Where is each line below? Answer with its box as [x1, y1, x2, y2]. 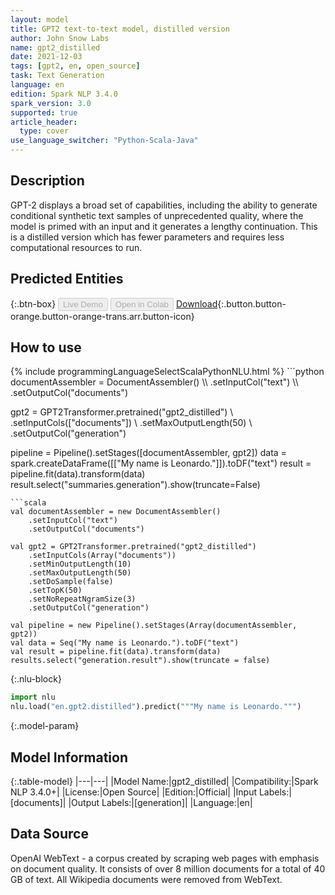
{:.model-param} [10, 720, 80, 732]
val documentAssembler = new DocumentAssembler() [10, 507, 222, 517]
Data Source [10, 826, 89, 843]
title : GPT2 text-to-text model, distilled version [10, 24, 230, 34]
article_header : [10, 117, 78, 127]
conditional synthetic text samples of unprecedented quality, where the [10, 209, 304, 221]
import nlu [10, 692, 56, 703]
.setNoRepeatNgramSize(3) [28, 594, 137, 605]
